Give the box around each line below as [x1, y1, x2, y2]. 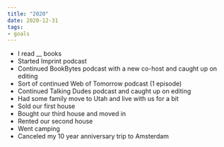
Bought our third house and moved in [17, 110, 126, 118]
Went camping [17, 124, 60, 133]
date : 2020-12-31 [7, 17, 59, 24]
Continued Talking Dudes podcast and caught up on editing [17, 87, 191, 95]
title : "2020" [7, 10, 49, 18]
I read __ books [17, 49, 62, 58]
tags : [7, 23, 23, 30]
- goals [7, 30, 30, 37]
